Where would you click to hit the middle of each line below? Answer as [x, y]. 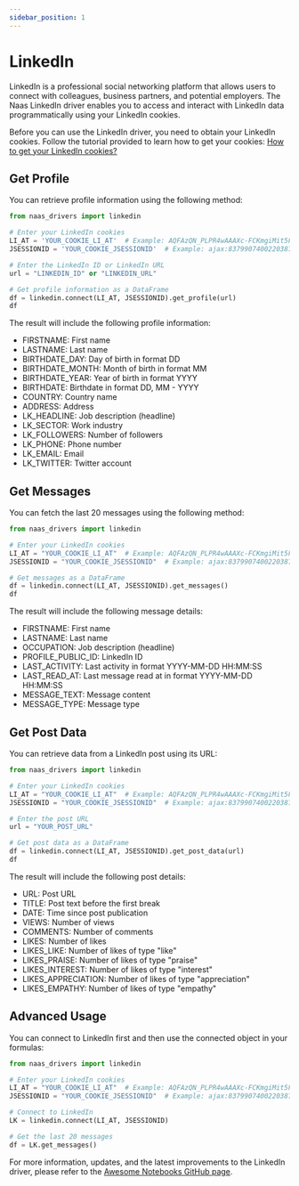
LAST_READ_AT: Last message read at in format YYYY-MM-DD [137, 676]
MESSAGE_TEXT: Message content [86, 695]
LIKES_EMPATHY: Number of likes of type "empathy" [119, 988]
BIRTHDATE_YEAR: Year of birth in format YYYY [110, 378]
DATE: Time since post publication [85, 913]
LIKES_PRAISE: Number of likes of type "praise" [110, 960]
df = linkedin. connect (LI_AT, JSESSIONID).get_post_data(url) [127, 851]
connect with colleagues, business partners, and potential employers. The [145, 95]
